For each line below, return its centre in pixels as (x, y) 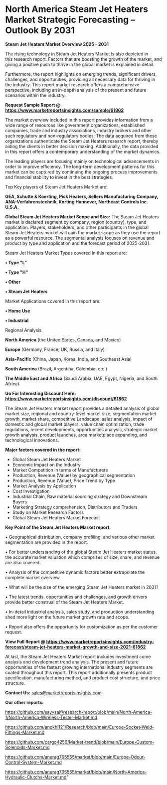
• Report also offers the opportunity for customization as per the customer (82, 627)
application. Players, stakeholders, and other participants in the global (77, 227)
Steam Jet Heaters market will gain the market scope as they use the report (83, 232)
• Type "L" (16, 262)
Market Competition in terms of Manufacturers (60, 470)
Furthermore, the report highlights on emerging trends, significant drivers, (81, 74)
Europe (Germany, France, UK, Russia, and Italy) (55, 349)
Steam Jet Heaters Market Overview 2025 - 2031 (57, 44)
